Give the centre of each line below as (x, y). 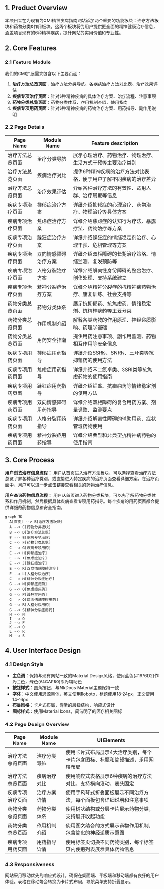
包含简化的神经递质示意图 (95, 833)
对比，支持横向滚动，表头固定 (100, 783)
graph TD (14, 517)
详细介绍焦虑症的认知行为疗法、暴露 (114, 221)
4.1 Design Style (24, 664)
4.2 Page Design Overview (37, 724)
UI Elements (111, 740)
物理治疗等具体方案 (105, 212)
